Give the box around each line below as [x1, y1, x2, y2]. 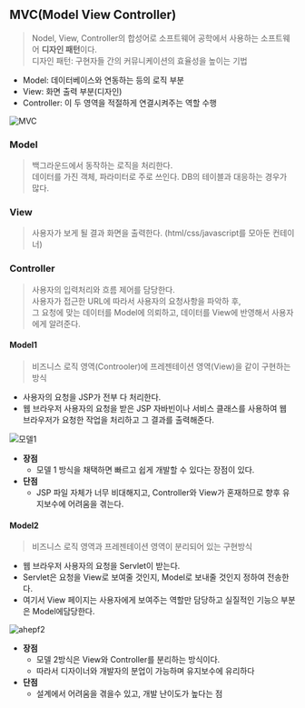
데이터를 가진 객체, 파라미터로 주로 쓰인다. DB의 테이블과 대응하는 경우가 [31, 172, 288, 183]
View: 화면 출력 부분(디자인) [22, 85, 123, 96]
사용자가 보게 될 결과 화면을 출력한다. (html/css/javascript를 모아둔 [31, 227, 271, 239]
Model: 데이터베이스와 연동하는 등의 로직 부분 [22, 75, 184, 85]
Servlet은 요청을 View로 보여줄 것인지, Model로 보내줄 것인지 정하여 [22, 572, 266, 583]
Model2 [9, 520, 39, 531]
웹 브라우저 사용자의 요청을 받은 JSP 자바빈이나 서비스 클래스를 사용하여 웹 [22, 403, 288, 414]
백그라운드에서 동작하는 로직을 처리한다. [31, 160, 173, 171]
